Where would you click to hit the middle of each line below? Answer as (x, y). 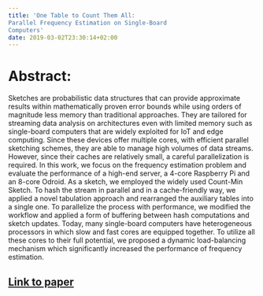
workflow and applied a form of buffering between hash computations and (129, 215)
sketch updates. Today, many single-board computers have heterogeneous (130, 224)
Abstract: (40, 76)
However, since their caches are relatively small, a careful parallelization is (129, 157)
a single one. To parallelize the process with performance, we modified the (130, 207)
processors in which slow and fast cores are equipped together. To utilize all (132, 232)
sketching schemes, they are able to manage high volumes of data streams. (131, 148)
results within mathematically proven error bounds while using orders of (125, 106)
